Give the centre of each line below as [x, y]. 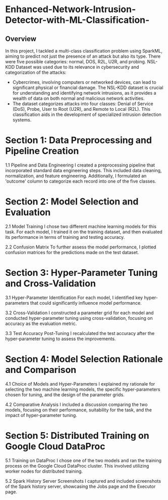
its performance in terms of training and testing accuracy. [65, 237]
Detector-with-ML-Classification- [77, 20]
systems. [22, 120]
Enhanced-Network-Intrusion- [71, 9]
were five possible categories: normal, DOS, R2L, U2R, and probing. [76, 61]
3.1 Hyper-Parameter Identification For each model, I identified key [74, 298]
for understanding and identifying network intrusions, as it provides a [84, 93]
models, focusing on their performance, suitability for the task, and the [79, 410]
